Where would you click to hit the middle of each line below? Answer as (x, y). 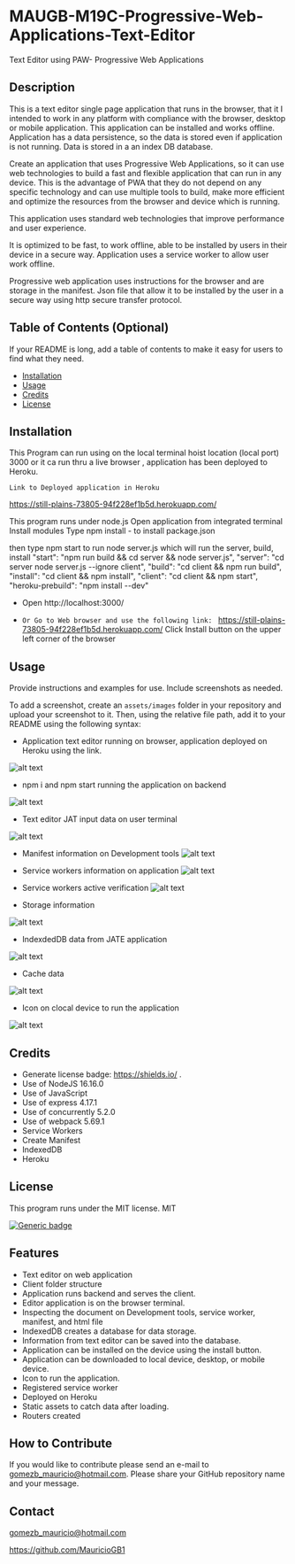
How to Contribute (61, 1444)
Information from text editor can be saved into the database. (131, 1340)
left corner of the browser (69, 639)
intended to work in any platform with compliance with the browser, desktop (147, 118)
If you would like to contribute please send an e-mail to (109, 1465)
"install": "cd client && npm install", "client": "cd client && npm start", (134, 577)
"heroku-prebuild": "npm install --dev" (79, 585)
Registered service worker (70, 1387)
